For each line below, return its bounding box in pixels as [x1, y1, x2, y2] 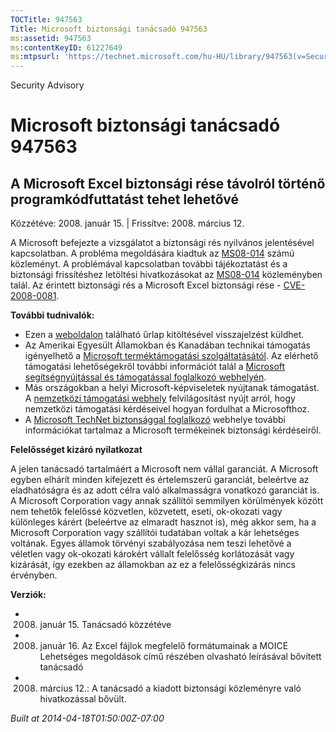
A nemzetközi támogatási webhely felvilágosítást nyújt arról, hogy [24, 392, 296, 405]
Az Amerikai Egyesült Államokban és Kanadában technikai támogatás [24, 339, 311, 351]
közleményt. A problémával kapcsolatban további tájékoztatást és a [10, 258, 288, 270]
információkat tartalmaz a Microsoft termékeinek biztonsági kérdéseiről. [24, 424, 322, 436]
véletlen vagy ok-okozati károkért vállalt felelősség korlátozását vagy [10, 548, 295, 560]
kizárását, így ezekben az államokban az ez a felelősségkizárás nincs [10, 559, 297, 571]
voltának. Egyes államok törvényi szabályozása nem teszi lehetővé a [10, 537, 292, 550]
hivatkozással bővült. [39, 693, 127, 705]
